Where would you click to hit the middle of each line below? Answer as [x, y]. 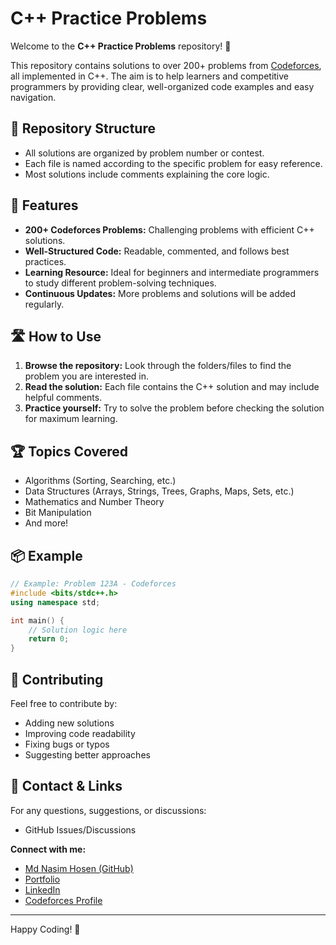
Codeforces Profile [63, 900]
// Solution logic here [78, 630]
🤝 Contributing [57, 679]
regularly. [44, 304]
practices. [45, 261]
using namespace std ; [55, 602]
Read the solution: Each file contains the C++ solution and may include [172, 387]
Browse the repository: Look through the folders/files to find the [158, 366]
